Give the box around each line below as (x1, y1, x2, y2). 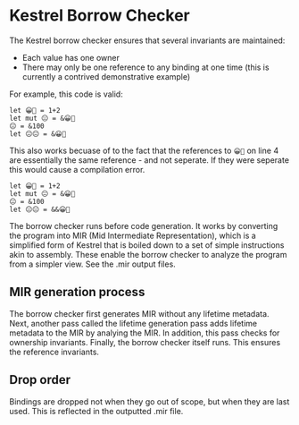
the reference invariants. (9, 346, 100, 357)
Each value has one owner (21, 52, 120, 63)
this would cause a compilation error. (9, 164, 145, 174)
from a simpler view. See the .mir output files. (9, 259, 176, 269)
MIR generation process (9, 285, 145, 300)
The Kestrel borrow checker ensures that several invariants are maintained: (9, 35, 286, 46)
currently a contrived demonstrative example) (21, 71, 191, 81)
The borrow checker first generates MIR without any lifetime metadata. (9, 308, 270, 319)
